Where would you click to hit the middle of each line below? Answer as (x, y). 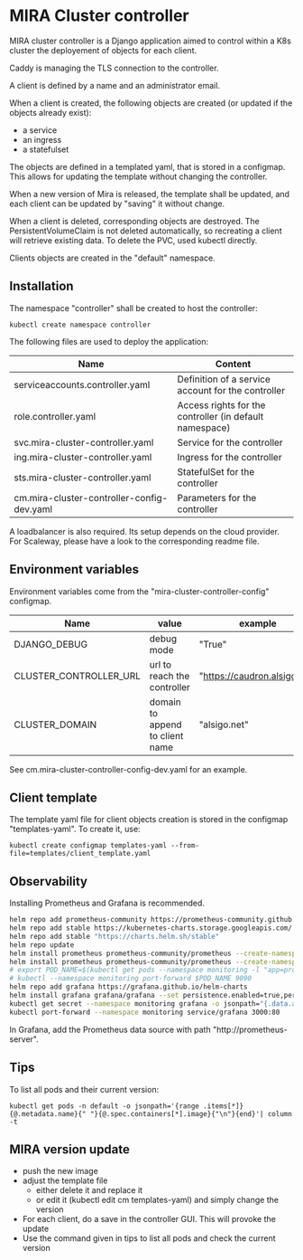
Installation (41, 286)
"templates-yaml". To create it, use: (75, 829)
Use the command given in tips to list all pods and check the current (149, 1238)
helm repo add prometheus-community (78, 920)
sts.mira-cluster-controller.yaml (83, 478)
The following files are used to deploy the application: (109, 341)
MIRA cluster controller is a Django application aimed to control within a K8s (150, 41)
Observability (49, 881)
